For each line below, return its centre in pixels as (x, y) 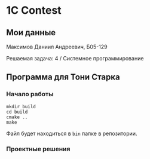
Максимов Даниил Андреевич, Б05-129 (57, 47)
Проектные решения (38, 149)
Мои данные (31, 33)
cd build (17, 112)
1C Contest (34, 10)
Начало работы (30, 94)
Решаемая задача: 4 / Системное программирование (75, 58)
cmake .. (17, 117)
